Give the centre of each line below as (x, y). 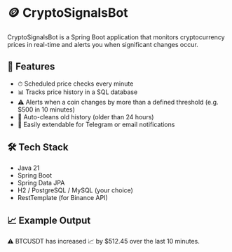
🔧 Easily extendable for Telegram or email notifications (96, 124)
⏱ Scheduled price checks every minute (75, 84)
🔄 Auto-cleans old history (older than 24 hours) (86, 117)
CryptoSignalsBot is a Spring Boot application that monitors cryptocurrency (116, 37)
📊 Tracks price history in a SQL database (77, 92)
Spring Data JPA (41, 183)
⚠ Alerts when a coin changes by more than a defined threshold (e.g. (118, 102)
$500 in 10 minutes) (46, 110)
